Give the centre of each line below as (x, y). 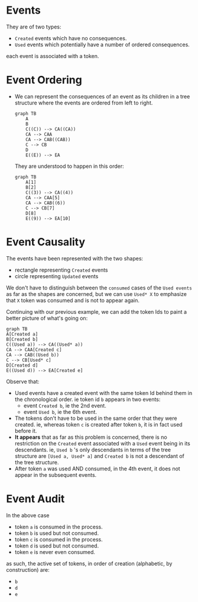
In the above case (28, 515)
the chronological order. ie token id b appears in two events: (87, 399)
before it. (26, 431)
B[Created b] (22, 339)
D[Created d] (22, 365)
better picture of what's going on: (47, 318)
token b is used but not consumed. (57, 533)
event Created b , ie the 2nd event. (65, 405)
